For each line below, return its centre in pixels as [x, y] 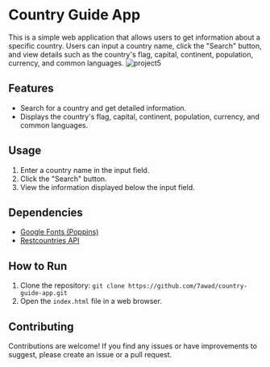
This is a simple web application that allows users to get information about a [134, 37]
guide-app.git [44, 293]
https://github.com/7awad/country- [188, 286]
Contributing [41, 326]
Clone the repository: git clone [72, 285]
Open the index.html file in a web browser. [91, 302]
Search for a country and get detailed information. [103, 108]
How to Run [38, 266]
